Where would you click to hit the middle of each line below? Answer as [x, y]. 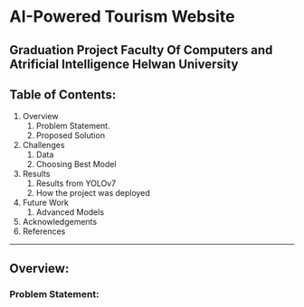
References [44, 231]
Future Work [46, 203]
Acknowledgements [60, 222]
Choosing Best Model [76, 164]
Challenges [43, 145]
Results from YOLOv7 [76, 183]
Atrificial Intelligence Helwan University [124, 64]
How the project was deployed [93, 193]
